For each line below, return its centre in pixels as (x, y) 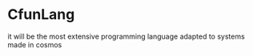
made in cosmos (35, 44)
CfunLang (41, 15)
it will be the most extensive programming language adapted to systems (126, 36)
